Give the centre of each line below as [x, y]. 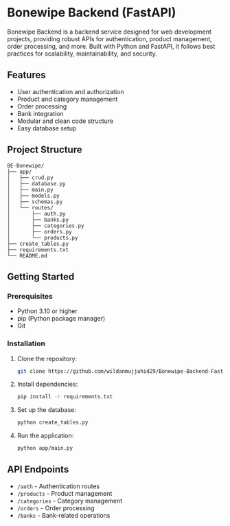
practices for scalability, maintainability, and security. [82, 54]
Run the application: [45, 436]
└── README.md [27, 255]
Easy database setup [47, 128]
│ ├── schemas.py [35, 202]
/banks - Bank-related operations [64, 515]
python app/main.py [45, 448]
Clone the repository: [47, 358]
